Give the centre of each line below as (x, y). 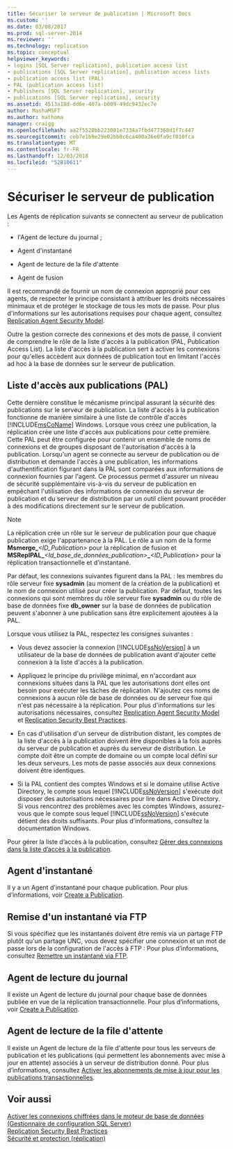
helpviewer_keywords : (39, 59)
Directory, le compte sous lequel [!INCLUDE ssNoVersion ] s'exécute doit (120, 791)
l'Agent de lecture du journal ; (59, 237)
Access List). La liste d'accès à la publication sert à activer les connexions (114, 349)
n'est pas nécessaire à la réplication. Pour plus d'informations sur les (116, 705)
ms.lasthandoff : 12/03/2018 (48, 156)
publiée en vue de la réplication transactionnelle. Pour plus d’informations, (114, 1001)
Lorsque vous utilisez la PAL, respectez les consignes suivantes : (100, 633)
